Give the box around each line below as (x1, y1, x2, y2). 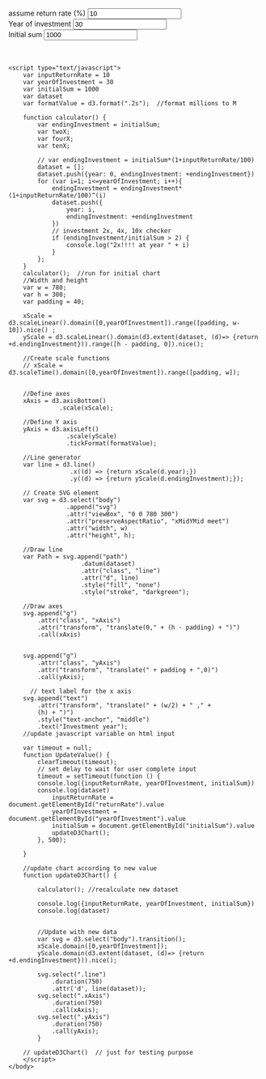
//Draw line (23, 546, 63, 554)
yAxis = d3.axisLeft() (23, 425, 99, 433)
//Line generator (23, 453, 82, 461)
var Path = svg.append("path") (23, 553, 129, 561)
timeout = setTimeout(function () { (37, 772, 161, 780)
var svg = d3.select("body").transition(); (37, 935, 186, 943)
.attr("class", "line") (80, 567, 161, 575)
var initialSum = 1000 (23, 85, 99, 93)
